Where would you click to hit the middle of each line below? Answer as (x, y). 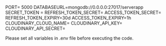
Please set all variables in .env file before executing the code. (69, 38)
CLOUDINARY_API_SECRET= (36, 28)
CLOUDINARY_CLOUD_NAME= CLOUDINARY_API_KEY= (64, 23)
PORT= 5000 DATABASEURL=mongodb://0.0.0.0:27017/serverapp (74, 7)
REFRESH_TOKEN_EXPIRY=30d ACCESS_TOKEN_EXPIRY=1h (68, 18)
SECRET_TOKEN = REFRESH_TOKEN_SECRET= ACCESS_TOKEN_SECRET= (83, 12)
